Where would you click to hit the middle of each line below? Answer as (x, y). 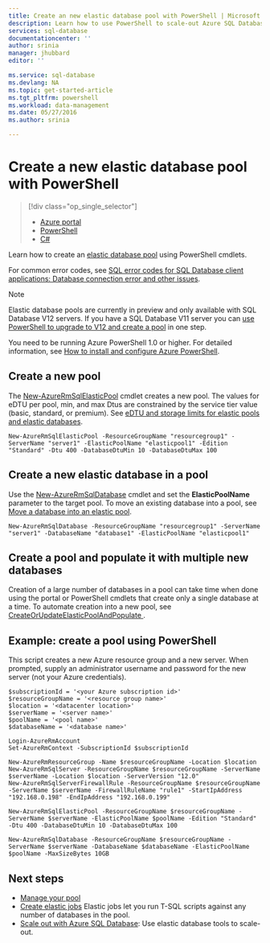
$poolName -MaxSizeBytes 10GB (59, 854)
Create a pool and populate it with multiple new (129, 557)
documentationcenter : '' (50, 38)
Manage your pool (50, 898)
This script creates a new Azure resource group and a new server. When (129, 660)
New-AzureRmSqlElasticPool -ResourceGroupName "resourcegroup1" (118, 436)
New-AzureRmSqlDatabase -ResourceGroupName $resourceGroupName (117, 840)
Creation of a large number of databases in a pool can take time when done (133, 590)
